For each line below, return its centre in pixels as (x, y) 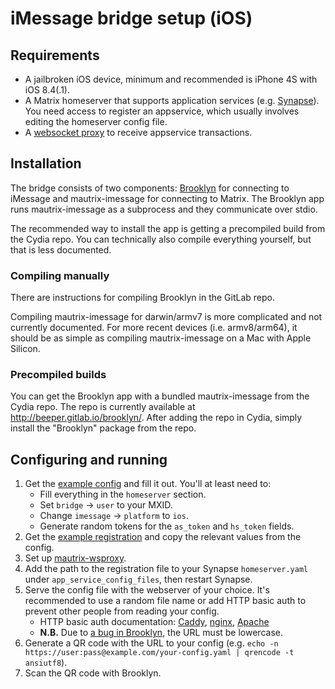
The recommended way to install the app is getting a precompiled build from (168, 228)
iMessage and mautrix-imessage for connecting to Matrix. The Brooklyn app (167, 198)
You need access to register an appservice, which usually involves (162, 111)
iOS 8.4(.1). (47, 90)
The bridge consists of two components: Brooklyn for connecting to (150, 188)
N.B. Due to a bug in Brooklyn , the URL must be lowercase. (161, 633)
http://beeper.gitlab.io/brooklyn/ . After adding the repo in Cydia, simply (156, 418)
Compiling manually (60, 275)
